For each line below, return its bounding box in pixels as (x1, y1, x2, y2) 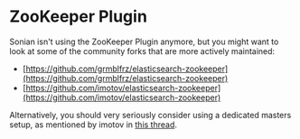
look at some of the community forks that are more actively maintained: (9, 45, 276, 56)
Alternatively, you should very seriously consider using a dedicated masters (9, 109, 292, 120)
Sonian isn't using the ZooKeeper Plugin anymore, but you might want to (9, 36, 279, 47)
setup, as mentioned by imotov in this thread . (9, 119, 178, 130)
